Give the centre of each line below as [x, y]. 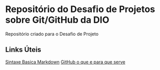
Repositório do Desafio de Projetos [80, 9]
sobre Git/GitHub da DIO [57, 20]
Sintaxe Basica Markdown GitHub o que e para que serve [65, 62]
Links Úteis [23, 50]
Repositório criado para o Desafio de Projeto [52, 34]
